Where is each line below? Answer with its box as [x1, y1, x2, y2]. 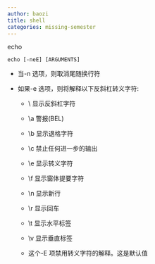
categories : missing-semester [7, 23, 97, 30]
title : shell [7, 17, 46, 24]
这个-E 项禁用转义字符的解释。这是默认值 [27, 249, 148, 258]
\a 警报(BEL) [27, 114, 65, 123]
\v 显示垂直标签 [27, 234, 73, 243]
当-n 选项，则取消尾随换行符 [17, 70, 101, 78]
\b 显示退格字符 [27, 130, 74, 138]
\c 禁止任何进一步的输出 [27, 144, 98, 153]
